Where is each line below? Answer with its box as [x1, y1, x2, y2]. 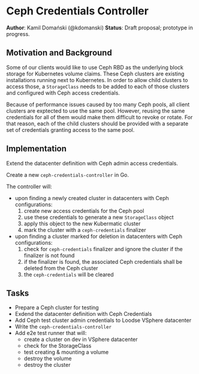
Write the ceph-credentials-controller [14, 323, 112, 330]
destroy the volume [23, 355, 72, 362]
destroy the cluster [23, 361, 71, 369]
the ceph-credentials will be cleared [23, 271, 114, 278]
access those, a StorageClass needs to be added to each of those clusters [6, 83, 190, 90]
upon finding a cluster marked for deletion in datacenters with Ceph [14, 233, 183, 240]
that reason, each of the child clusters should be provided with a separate [6, 120, 189, 127]
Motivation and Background [6, 48, 112, 58]
